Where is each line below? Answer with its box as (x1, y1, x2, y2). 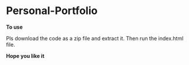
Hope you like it (6, 52, 45, 59)
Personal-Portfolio (6, 4, 98, 18)
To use (6, 23, 23, 30)
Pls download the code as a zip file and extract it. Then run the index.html (6, 35, 184, 42)
